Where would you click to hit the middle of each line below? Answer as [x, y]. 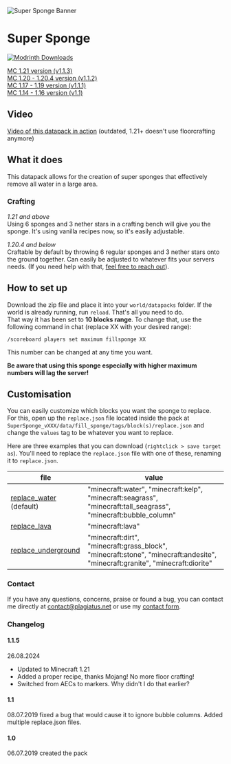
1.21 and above [29, 216]
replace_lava [31, 527]
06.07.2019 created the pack [47, 753]
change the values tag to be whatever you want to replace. [90, 433]
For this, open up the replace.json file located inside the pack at [98, 418]
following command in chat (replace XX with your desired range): [99, 326]
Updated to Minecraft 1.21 [53, 669]
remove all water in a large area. [53, 184]
